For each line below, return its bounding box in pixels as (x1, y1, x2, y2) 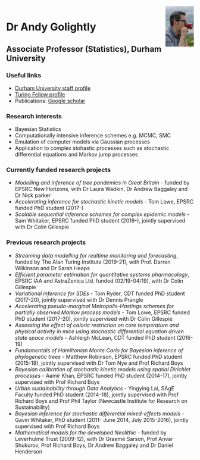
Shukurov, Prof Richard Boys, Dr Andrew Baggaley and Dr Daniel (14, 442, 174, 449)
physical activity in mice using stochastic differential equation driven (14, 327, 185, 335)
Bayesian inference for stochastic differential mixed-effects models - (14, 410, 185, 417)
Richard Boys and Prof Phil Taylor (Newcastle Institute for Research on (14, 397, 187, 404)
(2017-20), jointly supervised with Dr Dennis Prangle (14, 296, 143, 303)
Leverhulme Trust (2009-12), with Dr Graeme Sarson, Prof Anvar (14, 435, 173, 442)
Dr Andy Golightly (6, 20, 96, 34)
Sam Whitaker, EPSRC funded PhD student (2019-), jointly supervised (14, 217, 186, 224)
